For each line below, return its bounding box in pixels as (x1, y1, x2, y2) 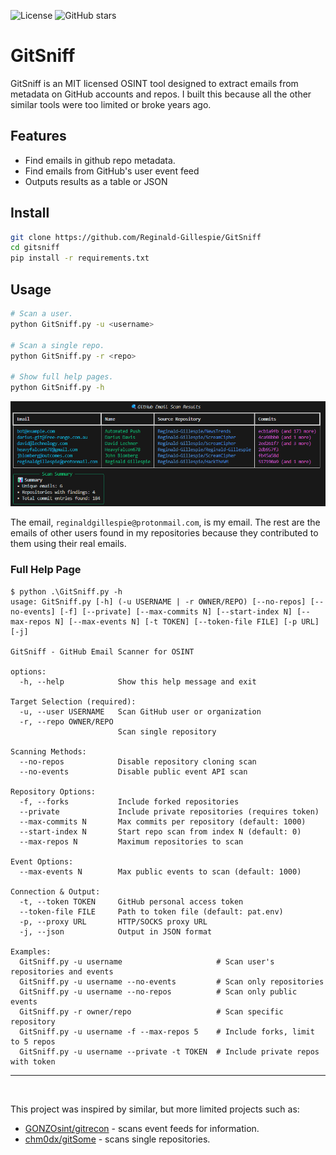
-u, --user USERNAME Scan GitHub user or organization (19, 706, 262, 717)
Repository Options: (10, 786, 97, 797)
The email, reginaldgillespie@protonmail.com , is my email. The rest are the (10, 516, 321, 529)
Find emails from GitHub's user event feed (24, 165, 200, 177)
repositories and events (10, 966, 114, 977)
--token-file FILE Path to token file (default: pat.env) (19, 906, 284, 917)
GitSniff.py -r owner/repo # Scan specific (19, 1006, 284, 1017)
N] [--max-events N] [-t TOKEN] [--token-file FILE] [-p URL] (54, 616, 320, 627)
